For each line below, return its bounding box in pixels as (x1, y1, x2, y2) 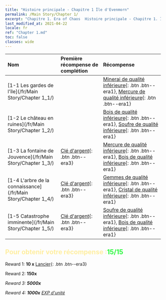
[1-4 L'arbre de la (7, 177, 49, 184)
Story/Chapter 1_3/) (7, 159, 54, 166)
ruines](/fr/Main (7, 120, 44, 127)
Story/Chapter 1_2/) (7, 127, 54, 134)
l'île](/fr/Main (7, 88, 38, 95)
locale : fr (5, 26, 28, 31)
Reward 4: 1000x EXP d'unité (5, 290, 65, 296)
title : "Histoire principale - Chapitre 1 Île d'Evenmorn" (5, 7, 129, 12)
